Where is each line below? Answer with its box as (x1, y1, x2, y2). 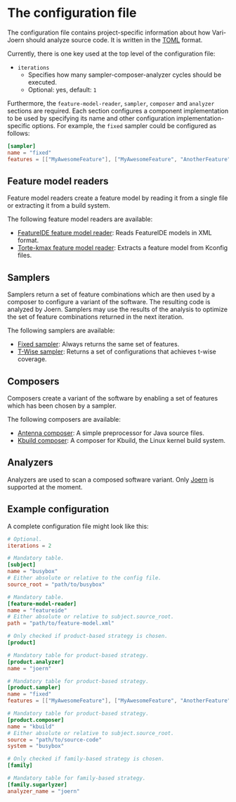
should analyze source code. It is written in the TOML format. (25, 35, 203, 44)
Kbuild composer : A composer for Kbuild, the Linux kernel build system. (17, 437, 226, 444)
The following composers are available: (7, 415, 122, 423)
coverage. (17, 355, 47, 363)
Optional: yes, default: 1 (27, 85, 97, 94)
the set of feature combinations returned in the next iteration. (7, 313, 184, 321)
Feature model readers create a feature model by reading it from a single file (7, 194, 228, 202)
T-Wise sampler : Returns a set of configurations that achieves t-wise (17, 347, 216, 356)
